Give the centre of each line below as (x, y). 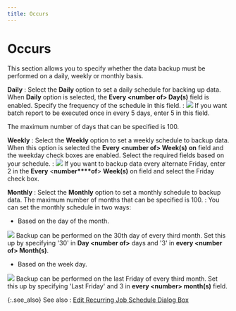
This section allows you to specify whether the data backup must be (106, 68)
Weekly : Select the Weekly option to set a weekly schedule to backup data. (118, 140)
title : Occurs (28, 14)
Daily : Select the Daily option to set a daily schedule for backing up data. (114, 90)
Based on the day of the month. (63, 221)
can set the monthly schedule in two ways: (69, 207)
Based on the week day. (52, 264)
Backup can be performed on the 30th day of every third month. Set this (121, 235)
